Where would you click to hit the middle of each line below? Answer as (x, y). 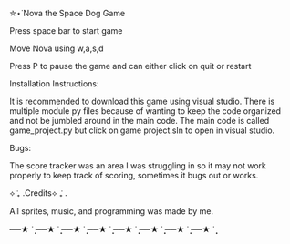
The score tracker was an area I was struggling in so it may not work (138, 166)
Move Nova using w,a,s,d (57, 48)
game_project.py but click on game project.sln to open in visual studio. (142, 130)
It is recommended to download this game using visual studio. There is (142, 101)
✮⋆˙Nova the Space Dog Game (67, 13)
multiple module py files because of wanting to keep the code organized (145, 111)
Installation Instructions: (54, 84)
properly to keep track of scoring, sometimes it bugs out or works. (134, 175)
